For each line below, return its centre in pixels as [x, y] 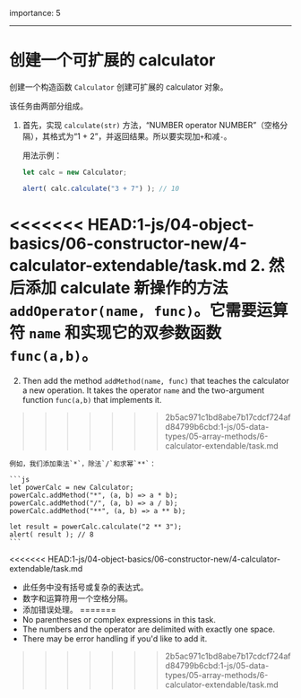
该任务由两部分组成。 [48, 106]
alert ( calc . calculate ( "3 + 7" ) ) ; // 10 [101, 188]
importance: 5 [35, 13]
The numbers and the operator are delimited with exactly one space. [149, 629]
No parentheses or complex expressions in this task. [119, 619]
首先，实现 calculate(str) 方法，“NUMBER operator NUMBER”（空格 [151, 125]
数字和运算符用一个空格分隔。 [77, 598]
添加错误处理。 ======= [69, 609]
